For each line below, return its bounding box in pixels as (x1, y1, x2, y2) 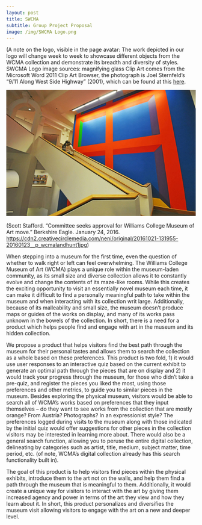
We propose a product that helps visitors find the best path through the (6, 341, 182, 349)
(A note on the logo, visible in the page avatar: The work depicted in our (6, 46, 185, 54)
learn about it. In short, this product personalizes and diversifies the (6, 500, 174, 507)
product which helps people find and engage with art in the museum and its (6, 323, 194, 331)
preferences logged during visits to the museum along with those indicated (6, 418, 192, 425)
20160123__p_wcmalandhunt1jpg (6, 241, 87, 248)
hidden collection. (6, 329, 51, 337)
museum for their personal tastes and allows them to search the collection (6, 347, 190, 355)
